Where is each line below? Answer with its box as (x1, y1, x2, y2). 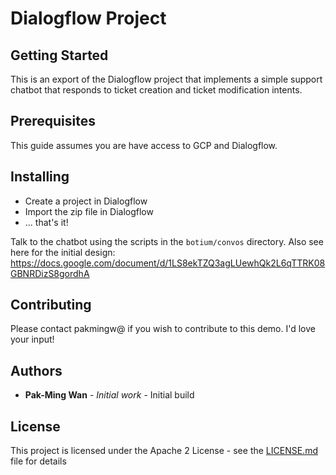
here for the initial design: (10, 246, 116, 258)
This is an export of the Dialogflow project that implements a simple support (10, 73, 323, 85)
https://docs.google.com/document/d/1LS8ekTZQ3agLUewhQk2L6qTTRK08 (10, 257, 326, 269)
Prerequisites (10, 113, 96, 130)
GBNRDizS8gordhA (10, 267, 90, 279)
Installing (10, 168, 70, 186)
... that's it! (24, 216, 69, 228)
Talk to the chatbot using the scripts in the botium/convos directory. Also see (10, 235, 324, 247)
